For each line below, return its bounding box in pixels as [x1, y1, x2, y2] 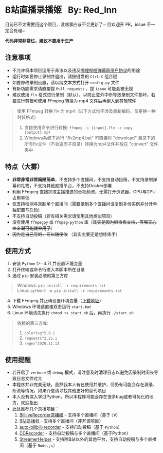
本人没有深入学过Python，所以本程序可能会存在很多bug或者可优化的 [12, 394, 149, 399]
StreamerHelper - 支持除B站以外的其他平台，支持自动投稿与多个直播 [19, 436, 157, 442]
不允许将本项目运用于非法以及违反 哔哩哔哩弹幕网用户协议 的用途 [12, 67, 140, 73]
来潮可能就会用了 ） [16, 225, 55, 231]
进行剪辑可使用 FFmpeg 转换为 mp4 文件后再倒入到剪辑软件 [16, 98, 137, 104]
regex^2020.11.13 [24, 341, 60, 346]
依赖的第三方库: [17, 320, 49, 326]
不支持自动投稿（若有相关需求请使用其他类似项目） [12, 213, 115, 219]
